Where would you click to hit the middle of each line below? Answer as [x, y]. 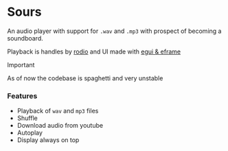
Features [22, 95]
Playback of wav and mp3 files [58, 111]
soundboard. [25, 38]
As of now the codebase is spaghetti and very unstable [85, 78]
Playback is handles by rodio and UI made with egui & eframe [94, 51]
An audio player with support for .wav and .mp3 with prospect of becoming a [114, 31]
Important [21, 65]
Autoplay [30, 133]
